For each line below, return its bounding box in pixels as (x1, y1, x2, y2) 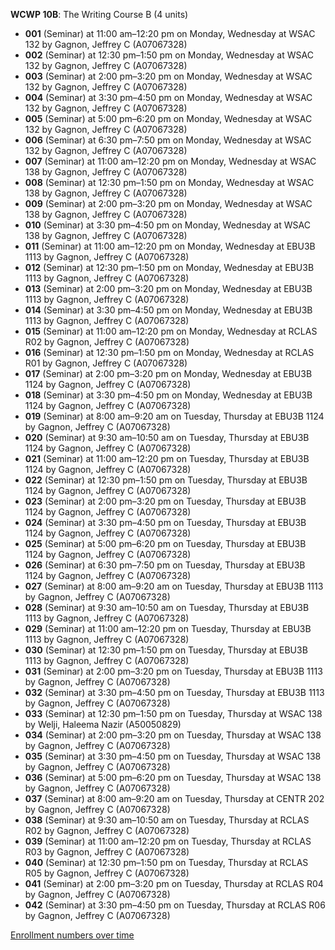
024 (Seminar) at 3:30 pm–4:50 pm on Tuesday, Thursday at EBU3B (24, 517, 307, 528)
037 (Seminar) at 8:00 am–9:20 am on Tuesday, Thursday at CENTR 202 (24, 793, 325, 804)
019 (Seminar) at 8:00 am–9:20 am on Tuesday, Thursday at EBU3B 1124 (24, 410, 325, 422)
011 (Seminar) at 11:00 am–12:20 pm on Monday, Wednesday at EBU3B (24, 240, 316, 252)
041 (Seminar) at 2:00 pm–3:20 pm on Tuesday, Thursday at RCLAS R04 (24, 878, 324, 889)
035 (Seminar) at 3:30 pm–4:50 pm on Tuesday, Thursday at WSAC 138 (24, 750, 322, 762)
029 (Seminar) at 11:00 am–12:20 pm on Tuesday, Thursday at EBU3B (24, 623, 312, 634)
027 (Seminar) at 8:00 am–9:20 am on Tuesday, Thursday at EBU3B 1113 (24, 580, 324, 592)
